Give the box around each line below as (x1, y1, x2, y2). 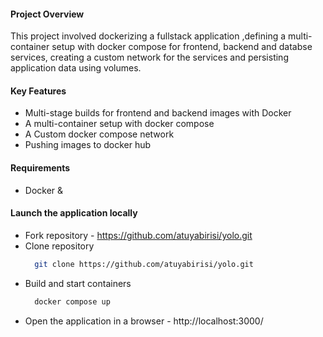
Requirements (10, 162, 71, 174)
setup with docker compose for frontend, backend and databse (51, 41, 313, 53)
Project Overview (10, 8, 85, 20)
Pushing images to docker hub (24, 139, 152, 151)
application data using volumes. (10, 62, 142, 74)
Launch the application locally (10, 207, 138, 219)
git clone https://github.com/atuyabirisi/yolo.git (34, 259, 254, 269)
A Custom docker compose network (24, 128, 175, 140)
